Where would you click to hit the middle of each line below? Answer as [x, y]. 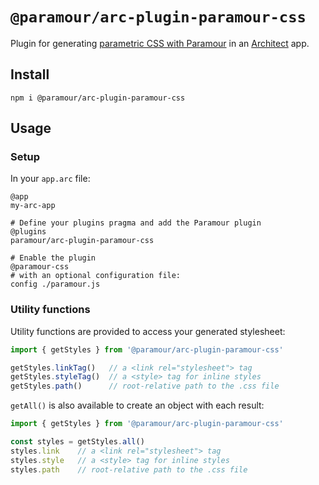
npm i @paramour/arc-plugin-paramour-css [98, 98]
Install [30, 74]
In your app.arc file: [50, 179]
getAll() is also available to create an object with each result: [137, 405]
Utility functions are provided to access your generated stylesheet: [148, 331]
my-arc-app [33, 206]
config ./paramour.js [55, 284]
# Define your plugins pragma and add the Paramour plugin [136, 223]
